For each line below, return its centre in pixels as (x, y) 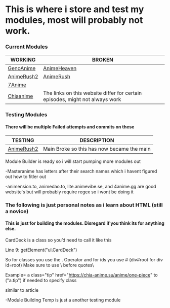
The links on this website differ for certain (92, 93)
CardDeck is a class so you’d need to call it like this (58, 240)
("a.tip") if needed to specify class (41, 280)
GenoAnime (22, 69)
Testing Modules (26, 115)
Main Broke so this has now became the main (97, 149)
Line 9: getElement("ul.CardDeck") (41, 250)
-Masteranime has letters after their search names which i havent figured (81, 171)
